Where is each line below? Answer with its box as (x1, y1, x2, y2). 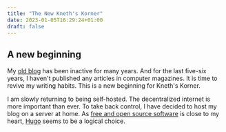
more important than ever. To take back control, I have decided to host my (7, 102, 217, 111)
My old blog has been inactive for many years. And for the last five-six (7, 67, 207, 75)
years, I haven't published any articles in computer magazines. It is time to (7, 74, 218, 83)
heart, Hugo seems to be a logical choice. (7, 117, 125, 125)
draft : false (7, 23, 45, 30)
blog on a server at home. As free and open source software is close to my (7, 110, 219, 118)
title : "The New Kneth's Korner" (7, 10, 103, 17)
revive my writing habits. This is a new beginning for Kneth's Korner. (7, 82, 201, 90)
